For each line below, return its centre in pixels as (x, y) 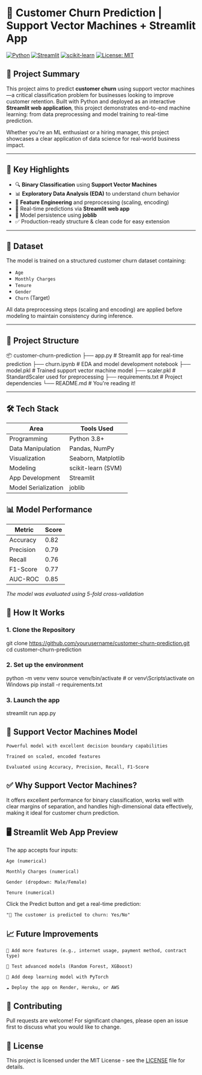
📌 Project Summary (43, 74)
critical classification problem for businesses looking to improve (95, 95)
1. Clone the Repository (41, 630)
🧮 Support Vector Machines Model (72, 732)
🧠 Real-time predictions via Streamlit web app (72, 208)
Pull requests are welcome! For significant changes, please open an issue (97, 1021)
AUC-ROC (24, 579)
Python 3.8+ (87, 438)
